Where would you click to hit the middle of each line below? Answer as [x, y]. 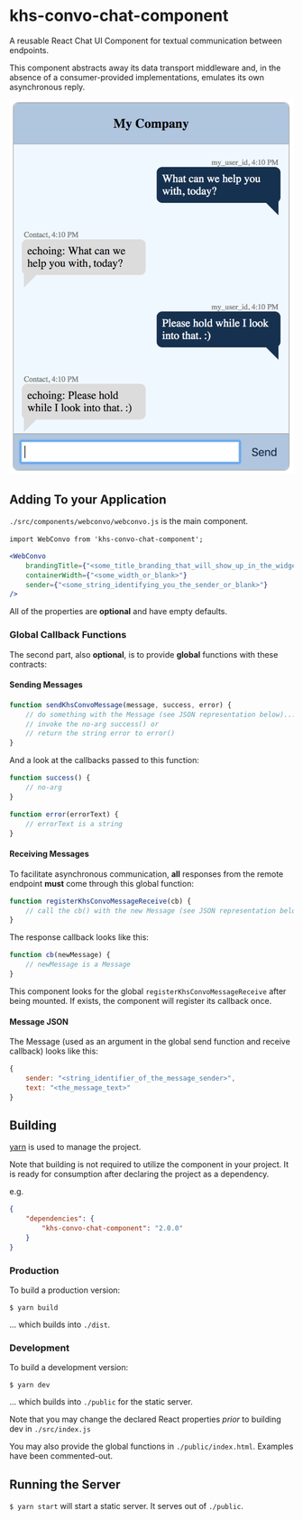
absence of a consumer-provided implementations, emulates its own [137, 77]
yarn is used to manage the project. [75, 1147]
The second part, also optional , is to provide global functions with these [144, 654]
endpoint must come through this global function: [101, 883]
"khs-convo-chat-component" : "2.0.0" [112, 1229]
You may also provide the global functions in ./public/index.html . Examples [151, 1446]
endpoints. [29, 50]
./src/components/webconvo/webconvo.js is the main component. [129, 520]
